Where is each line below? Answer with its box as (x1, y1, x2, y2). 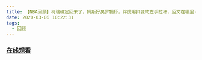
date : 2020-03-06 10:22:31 (6, 14, 74, 20)
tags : (6, 20, 20, 26)
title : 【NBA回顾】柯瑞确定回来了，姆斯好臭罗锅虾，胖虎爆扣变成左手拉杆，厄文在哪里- (6, 8, 197, 15)
